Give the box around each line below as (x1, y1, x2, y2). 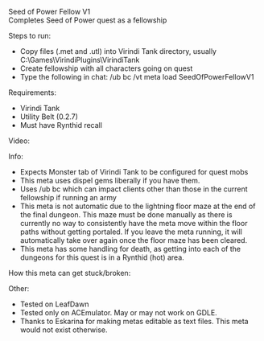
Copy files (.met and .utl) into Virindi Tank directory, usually (19, 47, 217, 55)
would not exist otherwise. (19, 325, 108, 335)
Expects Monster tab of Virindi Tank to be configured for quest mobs (19, 167, 249, 176)
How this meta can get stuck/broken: (8, 269, 131, 277)
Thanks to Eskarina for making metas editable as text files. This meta (19, 317, 249, 326)
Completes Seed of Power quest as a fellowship (8, 15, 167, 25)
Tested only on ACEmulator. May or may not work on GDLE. (19, 308, 217, 317)
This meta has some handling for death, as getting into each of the (19, 244, 241, 253)
